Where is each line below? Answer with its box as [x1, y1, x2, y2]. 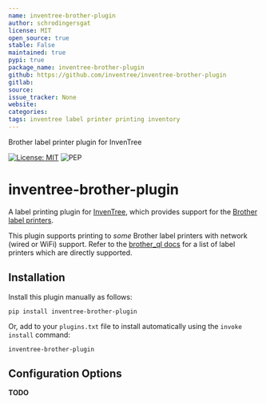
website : [8, 100, 38, 108]
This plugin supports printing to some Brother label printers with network [8, 230, 248, 240]
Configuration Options [8, 367, 122, 381]
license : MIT [8, 26, 52, 34]
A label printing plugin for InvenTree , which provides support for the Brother [8, 206, 258, 216]
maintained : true [8, 49, 66, 57]
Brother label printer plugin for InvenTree [8, 137, 142, 147]
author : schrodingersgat [8, 19, 91, 27]
